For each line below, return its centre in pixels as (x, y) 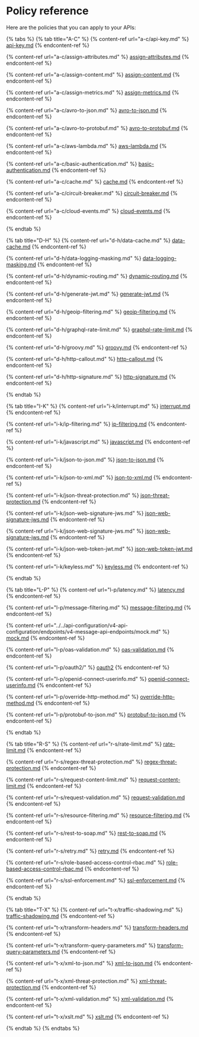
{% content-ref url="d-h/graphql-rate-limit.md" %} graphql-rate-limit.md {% (99, 329)
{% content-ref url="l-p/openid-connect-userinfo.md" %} (76, 678)
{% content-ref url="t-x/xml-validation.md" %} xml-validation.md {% (90, 999)
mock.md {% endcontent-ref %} (46, 638)
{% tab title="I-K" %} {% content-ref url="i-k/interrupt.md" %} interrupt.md (98, 406)
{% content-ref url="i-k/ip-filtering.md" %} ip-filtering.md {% (81, 424)
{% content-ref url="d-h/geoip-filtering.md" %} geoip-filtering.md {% (91, 312)
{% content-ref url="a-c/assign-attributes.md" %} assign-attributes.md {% (98, 56)
